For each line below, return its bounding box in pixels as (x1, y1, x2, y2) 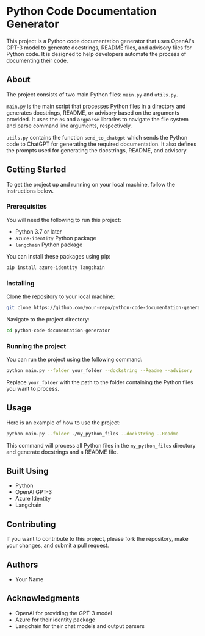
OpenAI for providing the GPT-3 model (15, 609, 112, 616)
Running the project (6, 341, 67, 350)
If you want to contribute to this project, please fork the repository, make (6, 535, 189, 543)
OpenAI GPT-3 (15, 488, 52, 496)
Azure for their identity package (15, 616, 96, 623)
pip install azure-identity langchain (6, 264, 105, 271)
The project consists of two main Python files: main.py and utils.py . (6, 90, 178, 98)
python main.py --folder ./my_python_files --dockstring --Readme (6, 431, 179, 437)
